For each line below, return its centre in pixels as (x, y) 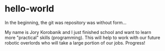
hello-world (30, 9)
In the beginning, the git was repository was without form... (66, 22)
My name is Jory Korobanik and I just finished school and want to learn (78, 32)
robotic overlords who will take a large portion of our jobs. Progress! (75, 42)
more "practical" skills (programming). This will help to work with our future (82, 37)
